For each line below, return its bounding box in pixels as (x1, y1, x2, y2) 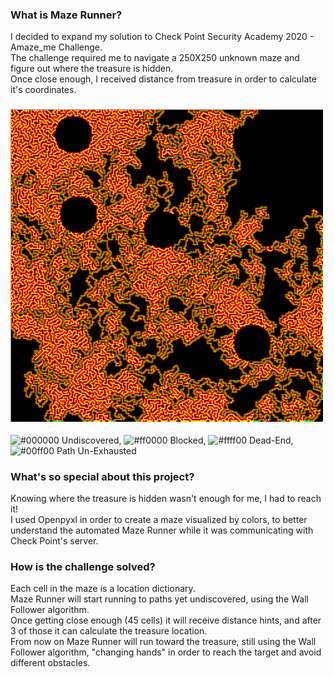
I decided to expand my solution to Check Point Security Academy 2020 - (10, 31, 315, 43)
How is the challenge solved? (10, 559, 156, 573)
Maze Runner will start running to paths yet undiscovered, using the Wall (10, 593, 309, 605)
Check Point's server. (10, 534, 99, 547)
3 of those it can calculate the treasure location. (10, 625, 208, 637)
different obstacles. (10, 657, 91, 669)
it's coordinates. (10, 84, 77, 96)
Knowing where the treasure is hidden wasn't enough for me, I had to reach (10, 492, 322, 504)
